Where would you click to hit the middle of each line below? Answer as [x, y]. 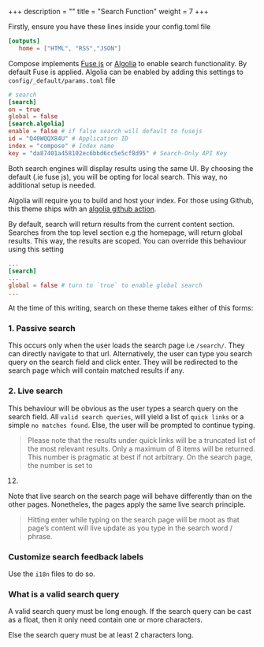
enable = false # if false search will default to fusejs [105, 132]
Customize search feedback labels [76, 556]
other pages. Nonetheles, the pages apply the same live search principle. [127, 504]
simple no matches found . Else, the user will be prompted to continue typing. [132, 425]
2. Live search [35, 391]
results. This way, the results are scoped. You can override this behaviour [127, 240]
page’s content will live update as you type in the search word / [130, 528]
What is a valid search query [64, 594]
